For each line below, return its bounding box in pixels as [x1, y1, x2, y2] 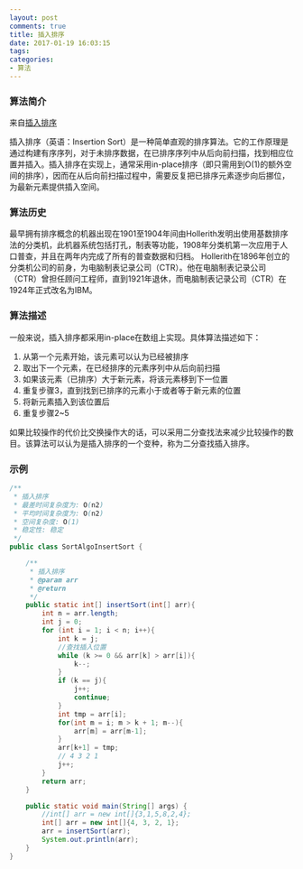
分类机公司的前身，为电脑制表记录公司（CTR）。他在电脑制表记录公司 [9, 263, 267, 273]
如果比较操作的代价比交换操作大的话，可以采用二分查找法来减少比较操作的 [9, 426, 286, 438]
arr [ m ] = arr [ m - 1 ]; [73, 726, 147, 735]
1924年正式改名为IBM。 [9, 285, 97, 296]
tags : [9, 47, 30, 56]
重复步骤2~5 [22, 407, 69, 418]
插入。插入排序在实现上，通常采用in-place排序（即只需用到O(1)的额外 [24, 159, 284, 170]
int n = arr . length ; [41, 609, 119, 618]
